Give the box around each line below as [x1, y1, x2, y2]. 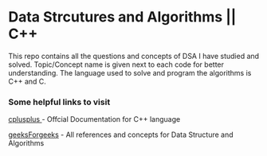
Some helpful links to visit [8, 96, 111, 107]
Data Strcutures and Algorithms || [8, 8, 237, 26]
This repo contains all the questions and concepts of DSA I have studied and [8, 51, 260, 60]
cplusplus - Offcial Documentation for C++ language [8, 115, 181, 124]
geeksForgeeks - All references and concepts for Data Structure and [8, 130, 234, 139]
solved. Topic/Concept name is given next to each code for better [8, 60, 225, 69]
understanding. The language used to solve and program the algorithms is [8, 68, 252, 77]
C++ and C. [8, 76, 46, 86]
